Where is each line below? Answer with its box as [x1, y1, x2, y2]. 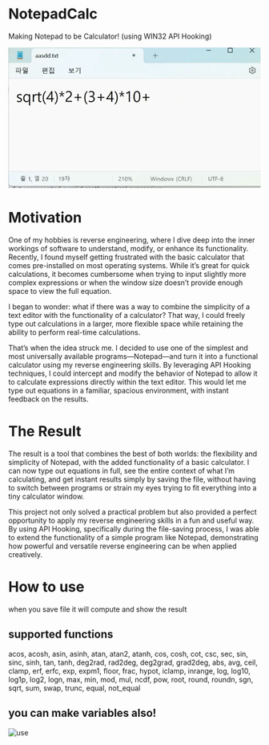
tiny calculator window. [8, 491, 85, 502]
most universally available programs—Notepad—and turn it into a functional [8, 352, 259, 361]
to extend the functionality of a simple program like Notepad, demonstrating [8, 533, 259, 543]
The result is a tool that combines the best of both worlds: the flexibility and [8, 449, 258, 458]
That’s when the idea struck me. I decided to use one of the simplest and [8, 343, 248, 353]
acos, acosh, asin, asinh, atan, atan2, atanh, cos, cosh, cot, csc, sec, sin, [8, 649, 248, 658]
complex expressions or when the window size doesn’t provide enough [8, 278, 243, 287]
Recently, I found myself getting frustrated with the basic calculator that [8, 252, 245, 262]
